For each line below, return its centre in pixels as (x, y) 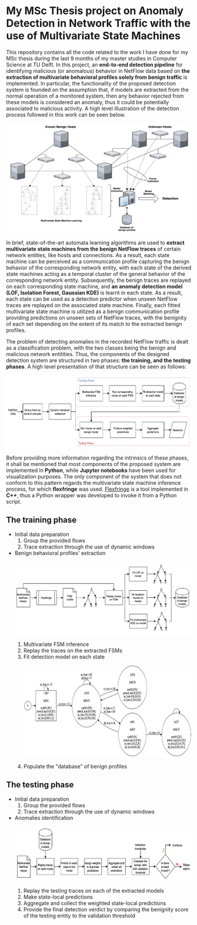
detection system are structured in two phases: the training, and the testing (98, 360)
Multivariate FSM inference (56, 644)
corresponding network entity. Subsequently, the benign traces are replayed (98, 280)
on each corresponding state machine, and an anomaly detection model (94, 286)
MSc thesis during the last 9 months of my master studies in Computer (92, 58)
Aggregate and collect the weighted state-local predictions (95, 903)
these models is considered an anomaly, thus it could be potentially (88, 102)
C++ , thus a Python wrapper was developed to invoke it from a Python (91, 495)
